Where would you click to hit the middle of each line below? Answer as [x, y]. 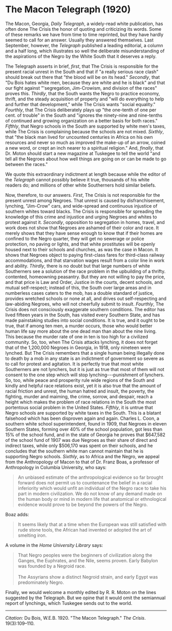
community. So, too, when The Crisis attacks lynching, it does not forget [81, 342]
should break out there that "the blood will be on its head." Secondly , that [83, 77]
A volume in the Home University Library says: [54, 545]
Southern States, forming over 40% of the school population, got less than [84, 429]
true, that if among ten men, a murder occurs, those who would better [79, 325]
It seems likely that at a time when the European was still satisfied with [92, 524]
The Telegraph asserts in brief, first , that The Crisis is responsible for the [82, 66]
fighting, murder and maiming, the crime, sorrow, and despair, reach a [79, 396]
